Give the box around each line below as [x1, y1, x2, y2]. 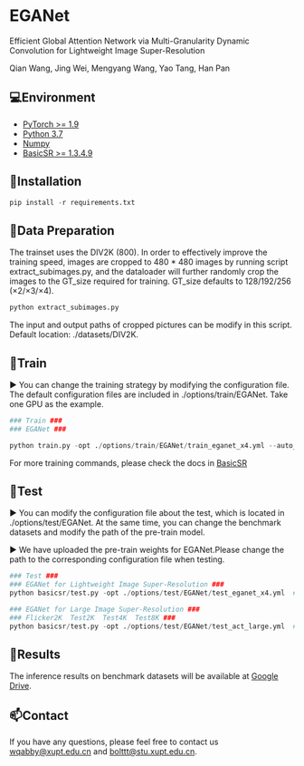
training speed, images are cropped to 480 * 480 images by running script [9, 257, 289, 267]
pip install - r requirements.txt [9, 198, 136, 207]
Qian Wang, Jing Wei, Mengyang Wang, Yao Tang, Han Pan [9, 63, 231, 73]
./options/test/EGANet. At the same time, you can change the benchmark [9, 518, 282, 528]
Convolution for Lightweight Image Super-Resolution [9, 44, 205, 55]
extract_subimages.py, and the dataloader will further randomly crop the [9, 267, 279, 277]
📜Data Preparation [9, 223, 115, 238]
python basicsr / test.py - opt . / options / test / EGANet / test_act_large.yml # [9, 622, 298, 631]
